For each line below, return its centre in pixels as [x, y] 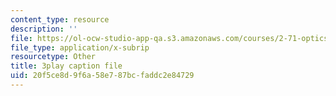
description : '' [44, 29]
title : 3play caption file [66, 66]
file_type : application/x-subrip [80, 47]
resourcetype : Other [53, 57]
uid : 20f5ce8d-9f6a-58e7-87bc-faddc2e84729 [102, 76]
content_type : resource [60, 19]
